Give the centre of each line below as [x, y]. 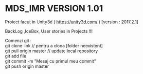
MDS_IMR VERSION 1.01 [54, 8]
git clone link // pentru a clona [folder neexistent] [54, 45]
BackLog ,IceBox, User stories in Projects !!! [49, 31]
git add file [16, 56]
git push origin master [27, 66]
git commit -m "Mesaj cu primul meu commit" [51, 61]
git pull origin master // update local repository [52, 51]
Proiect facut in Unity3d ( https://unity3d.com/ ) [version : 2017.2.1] [72, 22]
